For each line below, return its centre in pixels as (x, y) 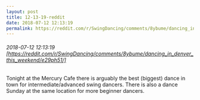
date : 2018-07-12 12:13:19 (40, 23)
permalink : (20, 28)
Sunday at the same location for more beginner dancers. (75, 91)
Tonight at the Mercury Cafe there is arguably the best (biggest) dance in (96, 79)
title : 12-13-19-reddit (36, 17)
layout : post (22, 12)
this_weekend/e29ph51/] (36, 60)
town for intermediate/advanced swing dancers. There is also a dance (92, 85)
